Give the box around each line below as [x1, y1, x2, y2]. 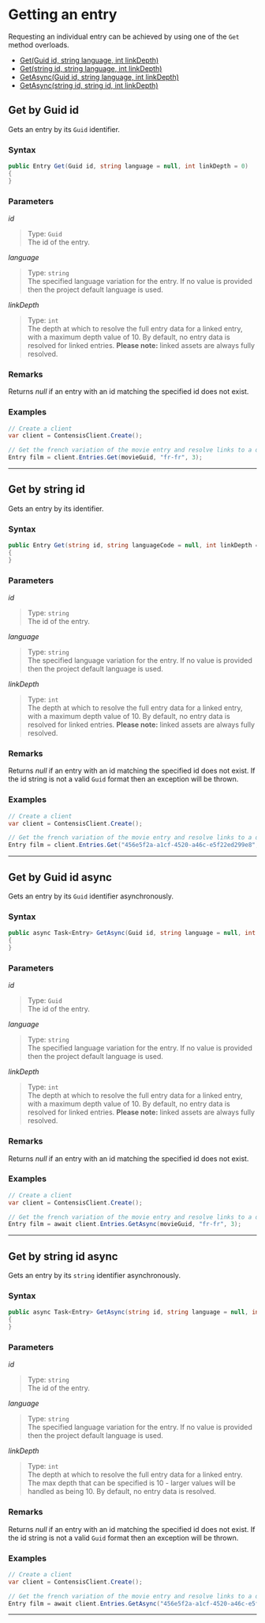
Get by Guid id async [8, 870, 113, 883]
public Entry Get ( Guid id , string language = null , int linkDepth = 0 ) [8, 162, 248, 171]
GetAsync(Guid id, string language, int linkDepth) [19, 72, 180, 81]
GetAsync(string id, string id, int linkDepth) [19, 81, 159, 90]
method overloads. [8, 40, 69, 49]
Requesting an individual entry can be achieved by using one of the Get [8, 32, 240, 41]
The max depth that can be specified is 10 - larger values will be [27, 1478, 236, 1488]
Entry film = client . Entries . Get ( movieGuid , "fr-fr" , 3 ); [8, 453, 203, 462]
